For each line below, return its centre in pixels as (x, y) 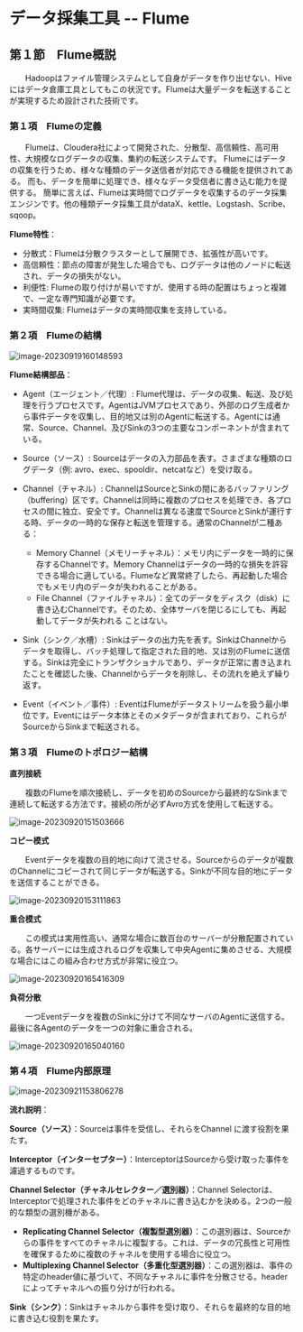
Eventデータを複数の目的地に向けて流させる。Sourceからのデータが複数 (159, 859)
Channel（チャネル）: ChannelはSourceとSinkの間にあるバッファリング (156, 488)
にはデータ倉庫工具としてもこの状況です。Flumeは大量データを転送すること (150, 89)
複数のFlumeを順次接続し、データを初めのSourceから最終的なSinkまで (156, 792)
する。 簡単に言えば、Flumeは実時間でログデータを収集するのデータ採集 (152, 193)
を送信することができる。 (57, 882)
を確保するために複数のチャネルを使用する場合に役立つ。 (129, 1254)
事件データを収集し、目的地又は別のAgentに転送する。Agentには (151, 416)
